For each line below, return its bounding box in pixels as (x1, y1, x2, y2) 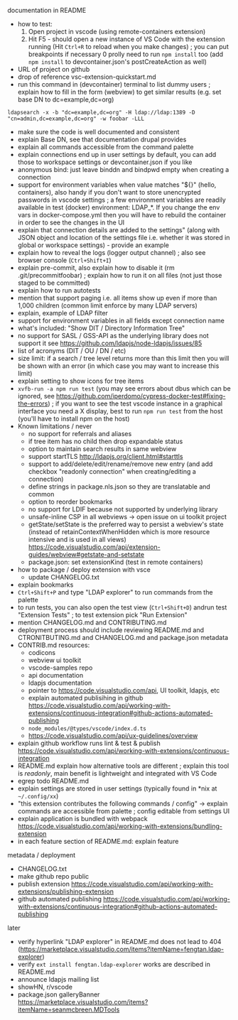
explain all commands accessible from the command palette (17, 143, 194, 151)
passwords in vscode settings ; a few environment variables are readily (17, 195, 226, 204)
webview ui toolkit (28, 656, 82, 664)
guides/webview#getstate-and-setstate (28, 550, 144, 558)
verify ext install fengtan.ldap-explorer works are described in (17, 960, 211, 968)
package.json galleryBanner (17, 990, 100, 999)
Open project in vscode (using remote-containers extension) (28, 28, 206, 36)
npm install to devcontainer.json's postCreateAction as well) (28, 58, 207, 66)
